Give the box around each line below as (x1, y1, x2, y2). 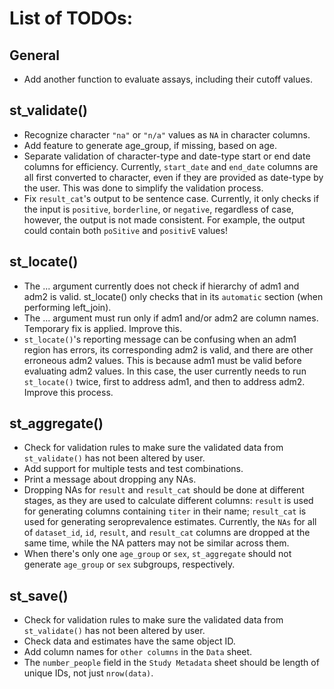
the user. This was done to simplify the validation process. (23, 182, 264, 194)
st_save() (9, 587, 69, 604)
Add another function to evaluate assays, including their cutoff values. (23, 73, 314, 85)
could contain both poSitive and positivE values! (23, 224, 228, 236)
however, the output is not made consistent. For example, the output (23, 213, 306, 226)
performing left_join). (23, 301, 112, 313)
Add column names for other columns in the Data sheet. (23, 646, 253, 658)
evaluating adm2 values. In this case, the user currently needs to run (23, 365, 307, 377)
